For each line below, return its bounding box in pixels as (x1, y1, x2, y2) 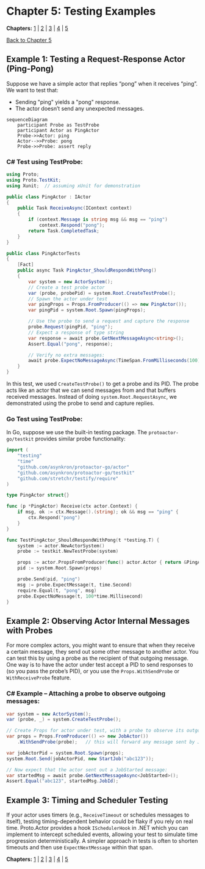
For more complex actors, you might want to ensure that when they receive (6, 642, 195, 649)
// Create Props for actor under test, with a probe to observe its (6, 728, 184, 734)
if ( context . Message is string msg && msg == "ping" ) (28, 216, 168, 223)
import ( (6, 447, 29, 453)
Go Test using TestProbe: (6, 415, 83, 423)
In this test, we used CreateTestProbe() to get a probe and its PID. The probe (6, 380, 200, 388)
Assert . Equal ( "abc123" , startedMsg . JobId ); (6, 778, 119, 784)
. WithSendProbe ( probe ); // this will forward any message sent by (17, 739, 195, 745)
